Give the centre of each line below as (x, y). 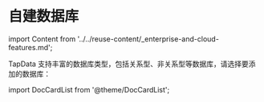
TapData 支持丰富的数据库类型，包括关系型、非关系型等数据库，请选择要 (128, 64)
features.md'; (30, 47)
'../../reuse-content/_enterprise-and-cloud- (148, 39)
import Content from (42, 39)
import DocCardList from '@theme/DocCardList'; (89, 89)
